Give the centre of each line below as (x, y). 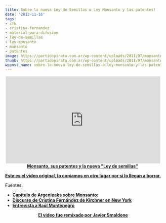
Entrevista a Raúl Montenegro (43, 206)
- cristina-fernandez (27, 28)
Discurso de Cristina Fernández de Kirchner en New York (72, 200)
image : (12, 56)
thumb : (12, 60)
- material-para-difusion (32, 33)
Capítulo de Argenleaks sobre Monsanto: (55, 195)
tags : (11, 19)
